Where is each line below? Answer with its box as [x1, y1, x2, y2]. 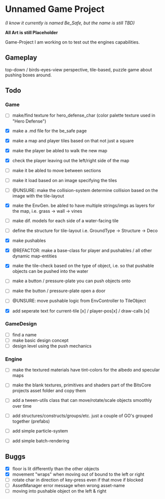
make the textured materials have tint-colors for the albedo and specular [12, 367, 160, 373]
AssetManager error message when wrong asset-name [12, 482, 125, 488]
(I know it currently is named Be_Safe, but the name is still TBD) [5, 20, 135, 26]
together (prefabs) [12, 418, 50, 424]
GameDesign [5, 320, 37, 327]
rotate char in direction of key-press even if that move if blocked [12, 477, 143, 483]
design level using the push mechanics [12, 343, 92, 349]
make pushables [12, 238, 46, 244]
